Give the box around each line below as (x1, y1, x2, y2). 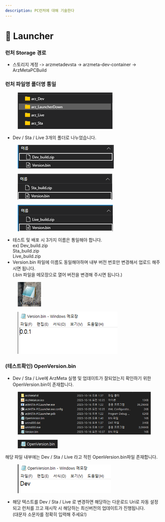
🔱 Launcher (5, 30, 54, 42)
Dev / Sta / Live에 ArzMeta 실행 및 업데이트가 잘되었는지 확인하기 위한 (12, 375, 151, 381)
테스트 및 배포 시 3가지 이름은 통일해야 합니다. (12, 237, 102, 243)
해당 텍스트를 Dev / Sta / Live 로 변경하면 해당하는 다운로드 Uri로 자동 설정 (12, 499, 158, 505)
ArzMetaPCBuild (12, 67, 47, 73)
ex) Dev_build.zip (12, 242, 48, 248)
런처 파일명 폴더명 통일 (5, 81, 57, 88)
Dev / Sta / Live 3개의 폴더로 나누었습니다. (12, 135, 97, 141)
